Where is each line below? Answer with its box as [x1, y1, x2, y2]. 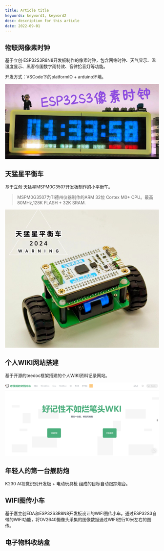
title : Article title [5, 8, 49, 13]
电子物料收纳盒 [5, 538, 50, 547]
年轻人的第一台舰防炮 [5, 467, 69, 475]
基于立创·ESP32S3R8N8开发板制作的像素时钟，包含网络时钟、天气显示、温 [5, 57, 156, 63]
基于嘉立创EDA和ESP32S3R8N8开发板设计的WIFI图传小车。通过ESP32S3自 [5, 510, 157, 516]
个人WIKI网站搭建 [5, 358, 59, 367]
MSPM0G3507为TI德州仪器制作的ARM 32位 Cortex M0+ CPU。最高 [17, 194, 154, 200]
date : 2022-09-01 [5, 24, 41, 28]
